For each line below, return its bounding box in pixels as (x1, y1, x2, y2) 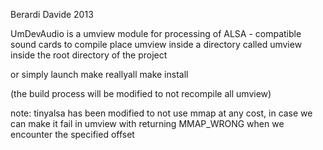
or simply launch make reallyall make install (10, 69, 189, 80)
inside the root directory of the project (10, 49, 168, 61)
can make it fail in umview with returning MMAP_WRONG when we (10, 118, 285, 129)
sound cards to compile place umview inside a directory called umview (10, 39, 303, 50)
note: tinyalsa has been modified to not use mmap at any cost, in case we (10, 107, 313, 119)
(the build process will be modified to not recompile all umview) (10, 88, 272, 99)
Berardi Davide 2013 (10, 9, 94, 20)
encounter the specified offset (10, 129, 135, 140)
